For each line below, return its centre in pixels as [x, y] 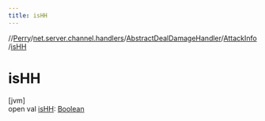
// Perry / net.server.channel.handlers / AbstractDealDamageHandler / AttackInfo [132, 38]
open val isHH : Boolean [46, 108]
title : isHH [28, 15]
